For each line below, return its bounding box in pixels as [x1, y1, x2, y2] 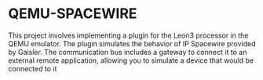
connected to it [8, 64, 57, 73]
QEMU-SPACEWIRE [8, 5, 137, 23]
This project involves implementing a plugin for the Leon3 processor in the [8, 31, 249, 40]
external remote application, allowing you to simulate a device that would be [8, 56, 254, 65]
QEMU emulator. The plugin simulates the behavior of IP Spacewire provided [8, 38, 257, 48]
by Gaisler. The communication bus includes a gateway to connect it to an [8, 47, 247, 56]
